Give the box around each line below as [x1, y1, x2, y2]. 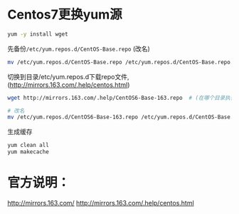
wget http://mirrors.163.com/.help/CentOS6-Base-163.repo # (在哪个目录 [7, 94, 225, 101]
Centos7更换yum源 [7, 6, 122, 23]
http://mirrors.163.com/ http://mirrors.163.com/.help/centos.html [7, 199, 194, 207]
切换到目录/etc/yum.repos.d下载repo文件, [7, 72, 129, 81]
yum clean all [7, 142, 50, 149]
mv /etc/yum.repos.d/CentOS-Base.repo [7, 58, 122, 66]
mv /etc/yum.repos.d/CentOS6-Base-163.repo [7, 113, 139, 121]
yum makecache [7, 148, 50, 156]
